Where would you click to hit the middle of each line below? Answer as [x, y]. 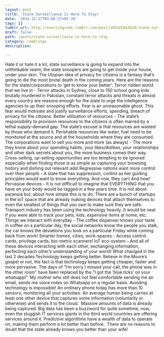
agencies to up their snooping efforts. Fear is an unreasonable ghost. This [79, 106]
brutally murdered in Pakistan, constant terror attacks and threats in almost [80, 95]
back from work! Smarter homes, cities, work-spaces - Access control [76, 236]
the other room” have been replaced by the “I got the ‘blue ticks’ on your [78, 272]
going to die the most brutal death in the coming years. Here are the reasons [82, 80]
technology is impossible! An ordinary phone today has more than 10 [74, 288]
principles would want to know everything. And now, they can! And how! [78, 179]
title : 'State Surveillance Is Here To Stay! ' [54, 14]
